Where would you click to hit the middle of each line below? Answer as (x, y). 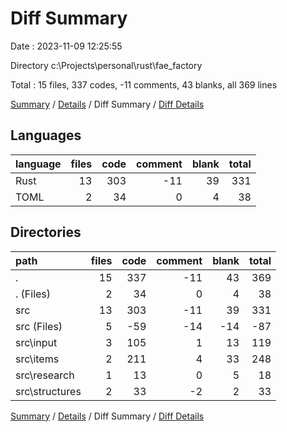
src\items (37, 359)
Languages (46, 135)
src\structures (48, 391)
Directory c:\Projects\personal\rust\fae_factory (106, 65)
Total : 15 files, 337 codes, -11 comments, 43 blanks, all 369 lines (144, 84)
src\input (36, 342)
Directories (46, 232)
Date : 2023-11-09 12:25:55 (66, 46)
